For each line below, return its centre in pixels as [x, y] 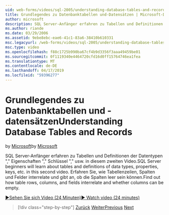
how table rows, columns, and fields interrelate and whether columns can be [84, 182]
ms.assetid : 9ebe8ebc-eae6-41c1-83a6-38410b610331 [59, 38]
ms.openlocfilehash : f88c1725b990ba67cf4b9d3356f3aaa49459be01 [73, 52]
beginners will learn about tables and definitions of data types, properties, [82, 166]
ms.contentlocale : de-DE [31, 66]
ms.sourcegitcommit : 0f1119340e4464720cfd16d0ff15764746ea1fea [73, 57]
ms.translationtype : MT [30, 61]
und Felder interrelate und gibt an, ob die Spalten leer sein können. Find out [83, 177]
